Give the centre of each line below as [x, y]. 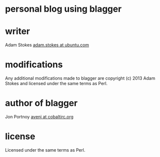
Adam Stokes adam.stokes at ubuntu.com [47, 45]
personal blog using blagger [63, 9]
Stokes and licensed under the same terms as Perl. [56, 84]
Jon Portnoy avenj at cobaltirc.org [39, 117]
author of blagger [41, 103]
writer [18, 32]
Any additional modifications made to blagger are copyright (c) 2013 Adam [80, 78]
